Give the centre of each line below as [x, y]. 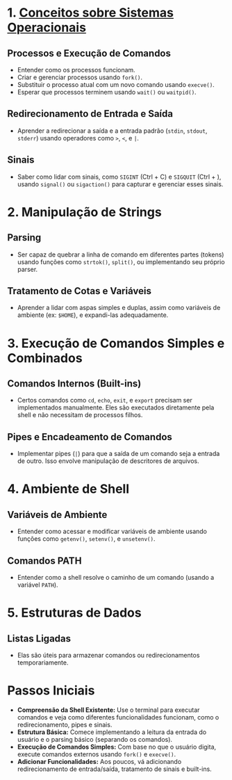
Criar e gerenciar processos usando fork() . [80, 77]
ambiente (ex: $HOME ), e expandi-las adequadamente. [93, 315]
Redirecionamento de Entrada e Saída [90, 114]
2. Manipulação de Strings [84, 212]
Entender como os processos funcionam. [76, 70]
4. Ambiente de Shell [68, 489]
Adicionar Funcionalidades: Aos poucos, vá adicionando [99, 762]
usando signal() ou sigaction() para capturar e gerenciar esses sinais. [120, 184]
